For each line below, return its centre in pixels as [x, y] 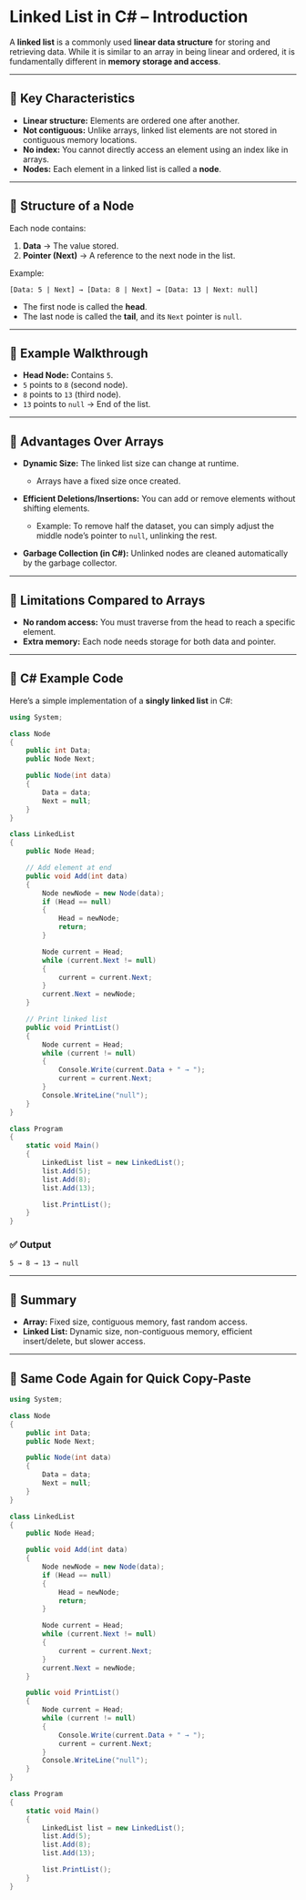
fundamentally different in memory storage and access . [115, 61]
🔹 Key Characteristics [72, 99]
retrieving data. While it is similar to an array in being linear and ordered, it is [153, 51]
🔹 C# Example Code [66, 679]
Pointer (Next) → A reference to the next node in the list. [129, 255]
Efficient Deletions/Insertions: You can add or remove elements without [159, 499]
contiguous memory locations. [80, 139]
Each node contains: [48, 228]
